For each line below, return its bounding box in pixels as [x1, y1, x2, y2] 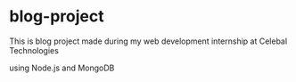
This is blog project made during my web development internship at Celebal [9, 36, 288, 46]
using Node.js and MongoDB [9, 62, 115, 73]
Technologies [9, 45, 60, 55]
